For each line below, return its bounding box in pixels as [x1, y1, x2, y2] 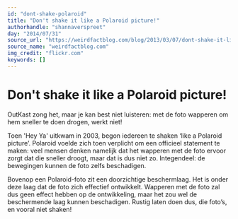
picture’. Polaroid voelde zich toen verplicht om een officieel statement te [7, 138, 221, 147]
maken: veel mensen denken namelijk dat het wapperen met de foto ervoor [7, 146, 227, 155]
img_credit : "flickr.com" [7, 50, 84, 57]
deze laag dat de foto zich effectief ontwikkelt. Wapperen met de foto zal [7, 182, 220, 191]
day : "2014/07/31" [7, 30, 62, 37]
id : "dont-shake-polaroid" [7, 10, 87, 18]
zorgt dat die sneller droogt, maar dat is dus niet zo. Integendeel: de [7, 153, 205, 162]
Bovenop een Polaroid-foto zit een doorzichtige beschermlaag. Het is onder [7, 174, 229, 184]
